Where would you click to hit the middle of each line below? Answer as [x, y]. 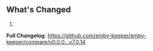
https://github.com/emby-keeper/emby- [97, 36]
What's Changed [39, 10]
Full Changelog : [26, 36]
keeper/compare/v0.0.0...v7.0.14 [46, 42]
